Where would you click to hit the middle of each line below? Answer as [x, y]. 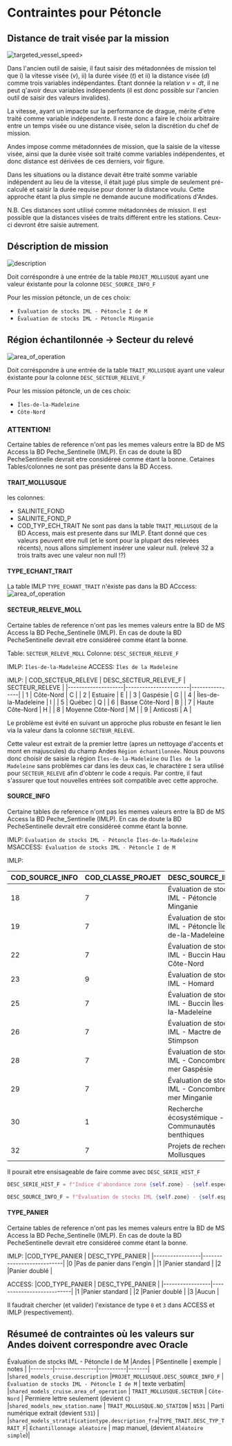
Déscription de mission [58, 247]
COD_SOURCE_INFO [44, 877]
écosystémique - [196, 1117]
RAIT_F [17, 1428]
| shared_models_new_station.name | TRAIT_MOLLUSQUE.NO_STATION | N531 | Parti [116, 1405]
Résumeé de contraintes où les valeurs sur [101, 1334]
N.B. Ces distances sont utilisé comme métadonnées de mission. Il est [107, 210]
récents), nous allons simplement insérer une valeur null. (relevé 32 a [115, 548]
